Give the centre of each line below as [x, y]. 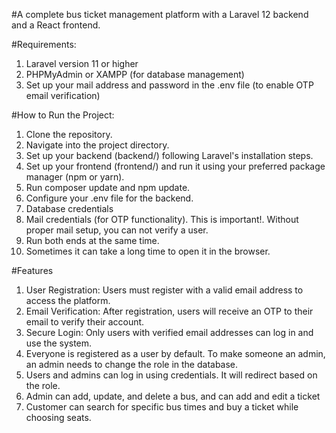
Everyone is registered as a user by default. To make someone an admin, [175, 353]
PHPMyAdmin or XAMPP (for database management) [135, 74]
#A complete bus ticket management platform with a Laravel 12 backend [160, 14]
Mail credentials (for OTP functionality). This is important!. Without [162, 219]
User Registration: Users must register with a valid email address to [164, 290]
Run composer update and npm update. [108, 187]
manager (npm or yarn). [75, 177]
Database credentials [69, 208]
